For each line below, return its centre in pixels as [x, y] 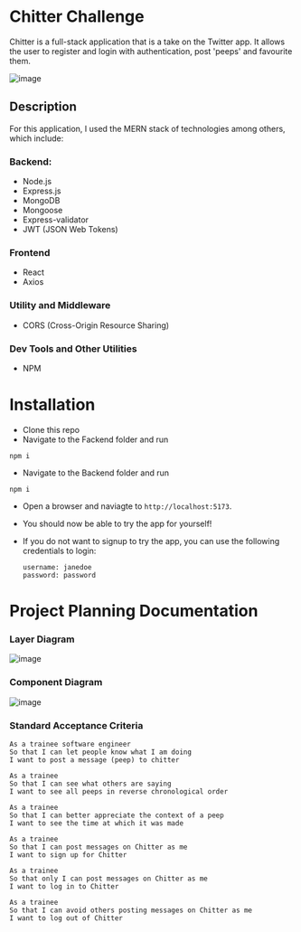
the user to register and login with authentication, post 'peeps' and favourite [151, 51]
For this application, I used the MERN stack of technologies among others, [148, 128]
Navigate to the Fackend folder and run [95, 439]
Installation [52, 405]
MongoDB [41, 201]
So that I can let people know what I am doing [101, 752]
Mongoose [42, 211]
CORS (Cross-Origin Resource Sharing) [96, 325]
